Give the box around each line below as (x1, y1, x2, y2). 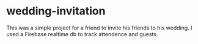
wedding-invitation (6, 4, 106, 18)
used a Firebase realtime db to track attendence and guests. (6, 30, 158, 37)
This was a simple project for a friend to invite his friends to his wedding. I (6, 24, 193, 31)
